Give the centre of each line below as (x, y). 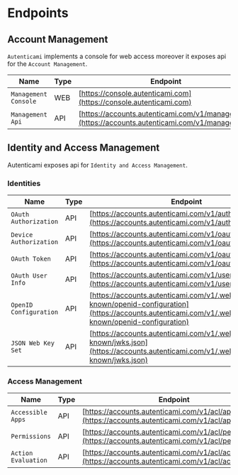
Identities (24, 183)
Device (22, 235)
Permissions (31, 437)
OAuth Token (31, 259)
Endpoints (38, 13)
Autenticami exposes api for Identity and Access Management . (97, 165)
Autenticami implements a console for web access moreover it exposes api (117, 56)
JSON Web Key (33, 343)
